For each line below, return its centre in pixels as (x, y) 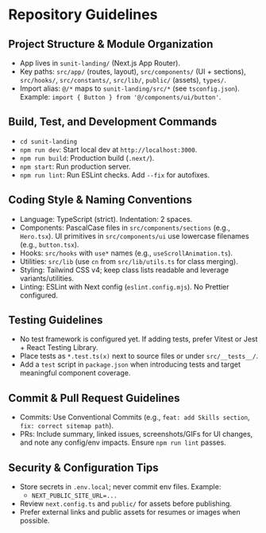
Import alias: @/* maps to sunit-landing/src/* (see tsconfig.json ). (129, 88)
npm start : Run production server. (75, 166)
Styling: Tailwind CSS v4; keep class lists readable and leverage (124, 270)
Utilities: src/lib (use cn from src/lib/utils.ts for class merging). (129, 261)
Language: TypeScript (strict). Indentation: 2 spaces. (106, 219)
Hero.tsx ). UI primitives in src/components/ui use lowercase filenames (134, 235)
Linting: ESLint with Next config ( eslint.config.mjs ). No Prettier (124, 286)
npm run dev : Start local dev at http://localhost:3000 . (108, 150)
